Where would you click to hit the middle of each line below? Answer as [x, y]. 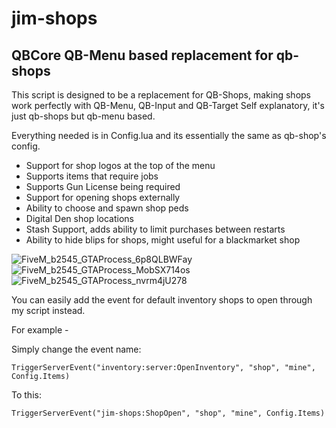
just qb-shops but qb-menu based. [83, 116]
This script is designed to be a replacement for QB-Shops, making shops [161, 95]
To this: [26, 395]
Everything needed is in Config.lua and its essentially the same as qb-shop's [169, 135]
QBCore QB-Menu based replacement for [142, 55]
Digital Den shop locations [79, 218]
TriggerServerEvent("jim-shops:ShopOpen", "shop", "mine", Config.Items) [168, 413]
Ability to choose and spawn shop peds [107, 208]
